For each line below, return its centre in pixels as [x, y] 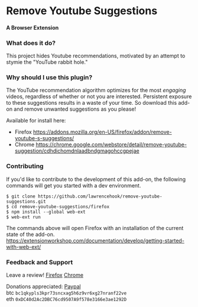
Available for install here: [36, 121]
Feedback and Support [40, 262]
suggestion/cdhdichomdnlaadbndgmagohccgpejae [77, 151]
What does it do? [31, 43]
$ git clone [21, 196]
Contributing [25, 166]
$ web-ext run [24, 217]
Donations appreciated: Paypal [43, 286]
